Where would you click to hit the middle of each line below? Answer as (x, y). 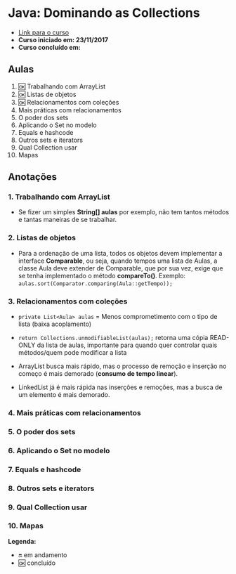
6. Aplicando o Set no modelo (59, 450)
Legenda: (22, 541)
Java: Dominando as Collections (104, 13)
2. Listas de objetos (42, 238)
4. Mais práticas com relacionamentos (74, 412)
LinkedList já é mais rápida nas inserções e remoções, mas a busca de (120, 387)
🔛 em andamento (42, 555)
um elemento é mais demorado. (64, 395)
